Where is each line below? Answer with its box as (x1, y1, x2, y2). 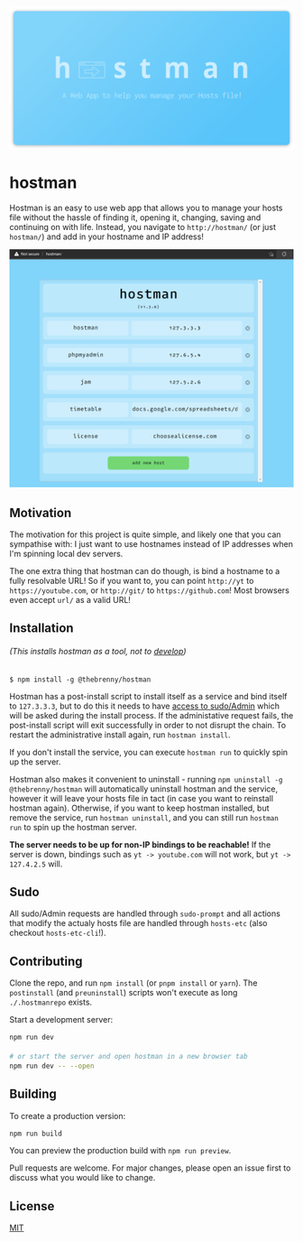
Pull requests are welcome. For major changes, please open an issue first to (9, 1162, 291, 1173)
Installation (9, 621, 74, 636)
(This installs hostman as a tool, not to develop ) (9, 646, 187, 657)
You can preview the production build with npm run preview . (9, 1145, 232, 1156)
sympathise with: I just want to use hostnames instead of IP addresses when (9, 539, 293, 550)
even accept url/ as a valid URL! (9, 595, 131, 606)
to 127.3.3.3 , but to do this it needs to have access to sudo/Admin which (9, 700, 280, 711)
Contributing (9, 953, 83, 968)
